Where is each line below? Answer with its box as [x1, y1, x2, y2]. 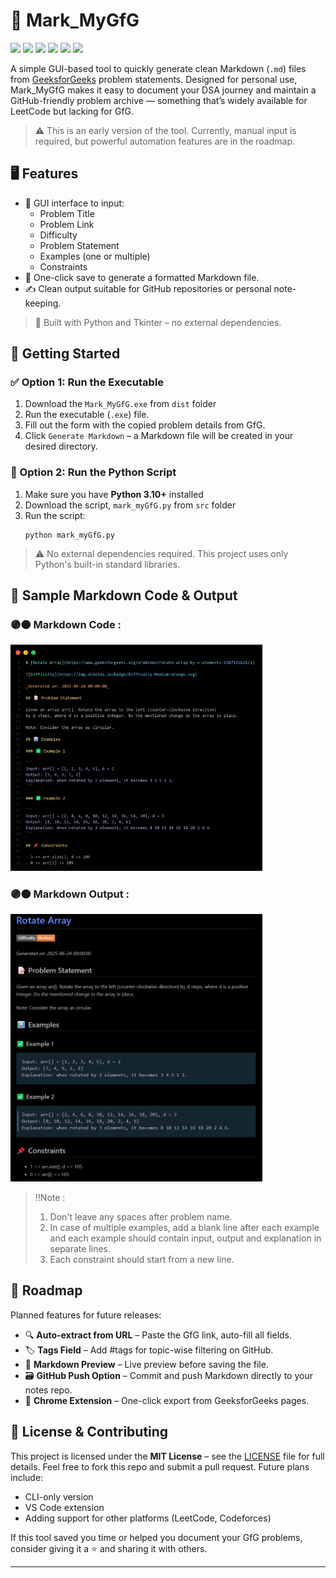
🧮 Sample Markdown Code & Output [10, 587, 238, 604]
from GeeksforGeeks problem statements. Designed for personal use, [10, 73, 298, 85]
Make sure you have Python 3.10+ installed [24, 488, 204, 500]
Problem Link [39, 218, 95, 230]
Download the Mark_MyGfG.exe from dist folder [24, 398, 217, 410]
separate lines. [49, 1242, 112, 1254]
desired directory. [24, 440, 98, 453]
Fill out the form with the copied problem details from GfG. [24, 419, 266, 431]
